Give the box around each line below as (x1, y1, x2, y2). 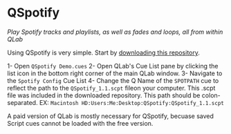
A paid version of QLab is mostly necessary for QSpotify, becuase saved (7, 112, 214, 120)
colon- (201, 91, 221, 99)
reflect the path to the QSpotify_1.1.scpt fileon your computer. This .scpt (7, 84, 216, 92)
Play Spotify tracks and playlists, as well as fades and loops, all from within (7, 28, 223, 36)
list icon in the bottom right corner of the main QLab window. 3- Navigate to (7, 69, 223, 77)
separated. (7, 98, 38, 106)
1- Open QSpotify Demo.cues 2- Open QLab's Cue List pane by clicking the (7, 61, 219, 70)
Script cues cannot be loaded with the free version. (7, 119, 154, 127)
